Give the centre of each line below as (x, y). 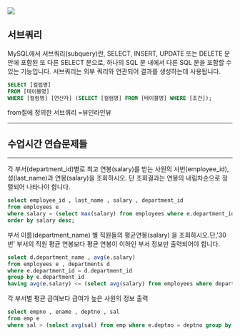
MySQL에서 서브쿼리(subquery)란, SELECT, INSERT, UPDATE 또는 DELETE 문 (119, 54)
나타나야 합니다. (48, 187)
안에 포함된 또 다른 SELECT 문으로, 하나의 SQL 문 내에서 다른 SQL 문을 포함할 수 (120, 62)
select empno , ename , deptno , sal (64, 312)
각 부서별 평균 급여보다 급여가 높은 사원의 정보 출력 (78, 298)
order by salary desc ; (41, 220)
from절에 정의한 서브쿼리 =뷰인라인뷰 (60, 113)
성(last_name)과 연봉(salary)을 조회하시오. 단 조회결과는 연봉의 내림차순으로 (114, 178)
